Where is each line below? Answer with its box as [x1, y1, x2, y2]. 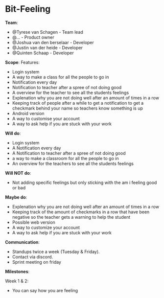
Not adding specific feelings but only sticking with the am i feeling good [12, 180, 157, 185]
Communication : [5, 239, 40, 245]
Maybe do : [5, 194, 27, 200]
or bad [12, 184, 26, 190]
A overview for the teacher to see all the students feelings [12, 90, 129, 95]
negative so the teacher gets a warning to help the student [12, 214, 131, 220]
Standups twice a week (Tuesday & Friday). [12, 249, 100, 254]
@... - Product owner [12, 34, 55, 40]
